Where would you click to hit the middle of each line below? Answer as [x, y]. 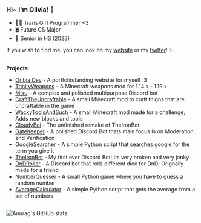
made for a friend [37, 170]
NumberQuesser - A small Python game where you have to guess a [99, 176]
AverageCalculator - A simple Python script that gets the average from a [105, 189]
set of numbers [34, 196]
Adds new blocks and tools [49, 118]
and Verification [35, 138]
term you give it [35, 150]
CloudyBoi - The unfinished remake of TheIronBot [77, 125]
